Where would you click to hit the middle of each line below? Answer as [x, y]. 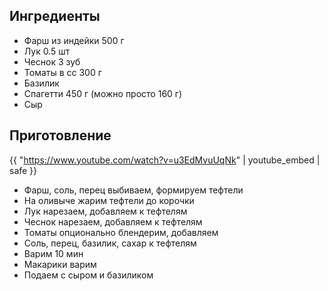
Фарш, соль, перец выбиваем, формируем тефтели [133, 190]
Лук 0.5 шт [47, 51]
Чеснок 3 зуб [52, 61]
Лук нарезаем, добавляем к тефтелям [105, 211]
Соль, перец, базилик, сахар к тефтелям [110, 243]
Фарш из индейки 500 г [74, 40]
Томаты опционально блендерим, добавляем [121, 232]
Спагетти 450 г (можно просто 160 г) [103, 93]
